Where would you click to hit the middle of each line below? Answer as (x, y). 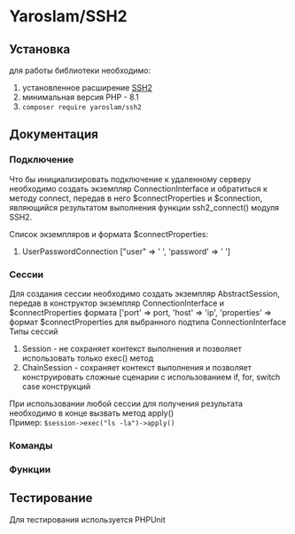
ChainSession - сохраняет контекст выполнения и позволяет (137, 367)
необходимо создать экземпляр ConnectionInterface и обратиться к (139, 188)
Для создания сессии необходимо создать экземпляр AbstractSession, (145, 293)
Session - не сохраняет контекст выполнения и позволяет (132, 348)
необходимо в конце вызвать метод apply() (92, 413)
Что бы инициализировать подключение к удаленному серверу (130, 179)
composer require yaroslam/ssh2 (82, 108)
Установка (40, 49)
